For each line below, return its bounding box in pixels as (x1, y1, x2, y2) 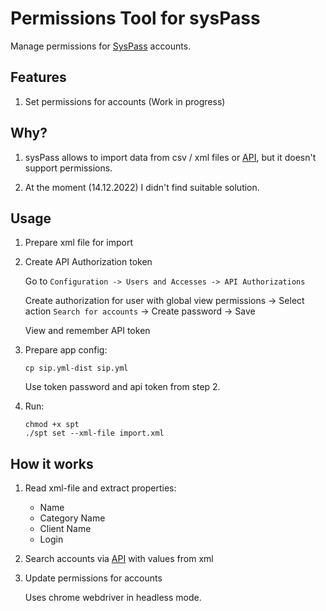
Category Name (39, 512, 106, 524)
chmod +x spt (24, 420, 80, 430)
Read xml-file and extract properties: (24, 482, 177, 494)
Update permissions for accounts (24, 572, 163, 584)
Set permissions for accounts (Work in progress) (24, 95, 226, 107)
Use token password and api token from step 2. (24, 381, 221, 393)
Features (10, 69, 67, 86)
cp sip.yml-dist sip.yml (24, 363, 129, 374)
